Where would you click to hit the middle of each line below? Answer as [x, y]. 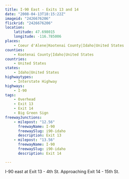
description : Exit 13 [40, 135]
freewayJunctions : [23, 117]
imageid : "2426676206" [28, 18]
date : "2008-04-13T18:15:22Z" [36, 14]
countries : [16, 59]
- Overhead [25, 100]
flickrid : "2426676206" [29, 23]
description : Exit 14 [40, 153]
